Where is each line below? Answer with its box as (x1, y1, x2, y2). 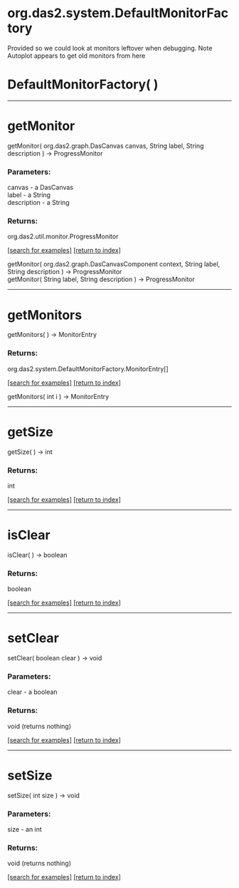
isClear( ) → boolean (7, 550, 68, 559)
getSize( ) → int (7, 448, 53, 456)
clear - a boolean (7, 687, 58, 697)
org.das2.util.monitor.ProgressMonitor (7, 232, 119, 241)
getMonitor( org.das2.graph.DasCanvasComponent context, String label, (7, 260, 221, 268)
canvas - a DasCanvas (7, 183, 73, 192)
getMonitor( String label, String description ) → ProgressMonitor (7, 275, 195, 283)
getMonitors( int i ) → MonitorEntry (7, 392, 110, 400)
